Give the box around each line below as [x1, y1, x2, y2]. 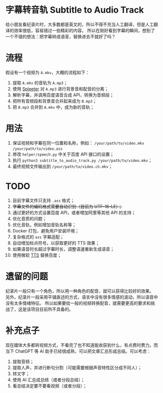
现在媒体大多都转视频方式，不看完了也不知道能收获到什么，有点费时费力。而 [5, 342, 158, 348]
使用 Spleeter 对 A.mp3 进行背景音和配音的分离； [12, 86, 109, 91]
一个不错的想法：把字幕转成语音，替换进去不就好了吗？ [5, 34, 116, 39]
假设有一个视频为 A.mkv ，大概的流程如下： [5, 69, 90, 75]
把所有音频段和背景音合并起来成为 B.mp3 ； [12, 98, 97, 104]
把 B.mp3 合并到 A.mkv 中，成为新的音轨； [12, 104, 95, 110]
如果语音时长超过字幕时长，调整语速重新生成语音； [12, 246, 115, 252]
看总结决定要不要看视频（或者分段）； [12, 383, 87, 389]
